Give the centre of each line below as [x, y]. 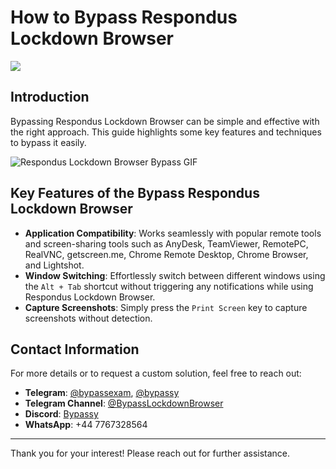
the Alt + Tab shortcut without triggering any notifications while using [169, 286]
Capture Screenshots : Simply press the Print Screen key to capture [166, 307]
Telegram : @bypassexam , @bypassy [102, 393]
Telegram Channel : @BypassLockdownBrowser [124, 403]
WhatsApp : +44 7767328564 [86, 425]
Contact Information [75, 349]
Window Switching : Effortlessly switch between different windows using [175, 275]
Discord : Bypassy [61, 414]
